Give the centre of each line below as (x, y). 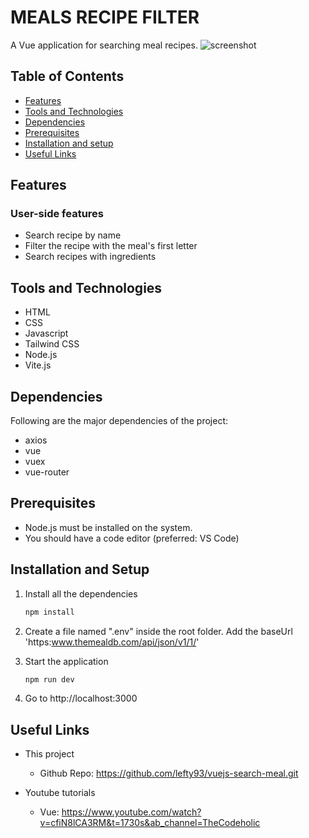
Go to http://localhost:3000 (81, 698)
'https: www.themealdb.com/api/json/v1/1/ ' (112, 642)
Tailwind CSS (52, 344)
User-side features (57, 214)
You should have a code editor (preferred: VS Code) (132, 538)
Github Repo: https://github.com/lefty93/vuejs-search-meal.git (169, 773)
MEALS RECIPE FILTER (105, 17)
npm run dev (49, 679)
